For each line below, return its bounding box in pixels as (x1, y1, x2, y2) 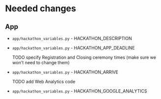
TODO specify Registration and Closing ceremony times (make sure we (12, 54, 156, 60)
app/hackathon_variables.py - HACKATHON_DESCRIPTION (12, 35, 132, 41)
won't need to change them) (12, 60, 70, 65)
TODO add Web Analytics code (12, 79, 76, 84)
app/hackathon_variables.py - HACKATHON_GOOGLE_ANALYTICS (12, 88, 147, 94)
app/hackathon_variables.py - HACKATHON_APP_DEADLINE (12, 45, 135, 50)
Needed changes (5, 3, 76, 14)
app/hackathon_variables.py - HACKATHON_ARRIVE (12, 69, 119, 75)
